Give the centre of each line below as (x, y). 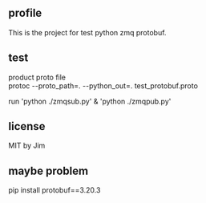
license (27, 126)
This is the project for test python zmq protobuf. (87, 32)
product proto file (37, 77)
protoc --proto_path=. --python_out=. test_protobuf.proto (103, 85)
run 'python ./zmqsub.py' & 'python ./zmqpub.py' (90, 101)
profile (25, 13)
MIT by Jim (27, 146)
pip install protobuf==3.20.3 (55, 190)
